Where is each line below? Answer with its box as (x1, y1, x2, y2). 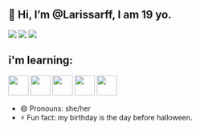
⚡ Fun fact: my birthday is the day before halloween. (19, 112, 193, 122)
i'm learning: (8, 54, 74, 67)
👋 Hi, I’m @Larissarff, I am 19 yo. (8, 8, 172, 22)
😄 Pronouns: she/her (19, 104, 91, 113)
